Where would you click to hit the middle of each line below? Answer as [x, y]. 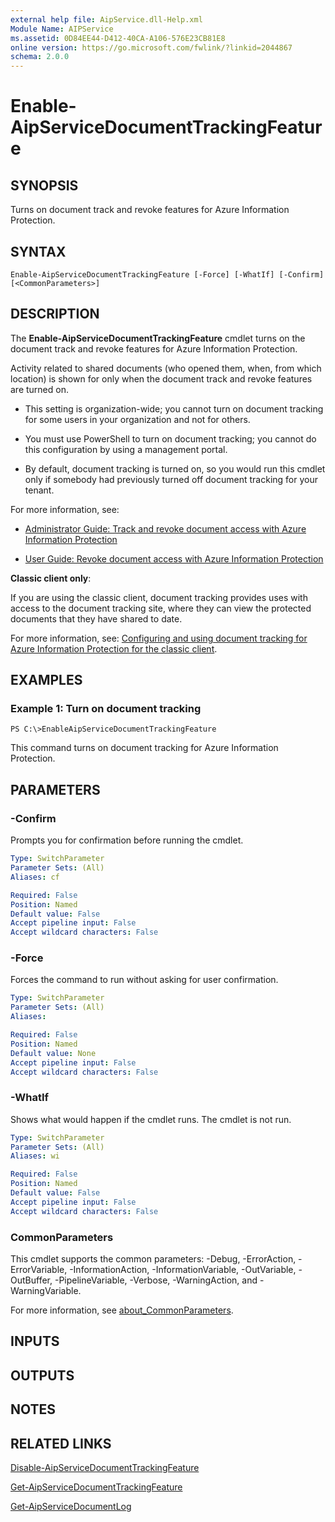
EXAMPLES [46, 680]
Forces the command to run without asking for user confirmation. [144, 980]
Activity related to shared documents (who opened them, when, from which [166, 368]
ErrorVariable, [39, 1270]
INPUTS [35, 1341]
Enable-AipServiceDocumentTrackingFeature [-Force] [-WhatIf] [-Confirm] [167, 274]
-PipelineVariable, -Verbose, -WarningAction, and [156, 1280]
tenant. [39, 490]
